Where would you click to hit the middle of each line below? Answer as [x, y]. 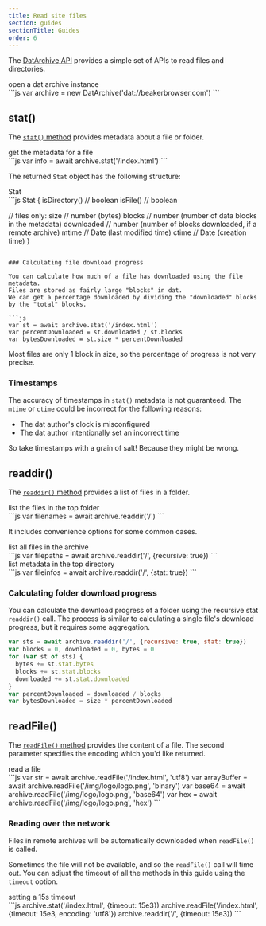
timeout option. [33, 881]
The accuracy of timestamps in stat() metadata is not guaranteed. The [125, 400]
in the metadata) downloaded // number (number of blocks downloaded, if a [133, 225]
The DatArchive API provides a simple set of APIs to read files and [116, 61]
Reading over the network [59, 823]
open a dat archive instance [54, 84]
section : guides [35, 23]
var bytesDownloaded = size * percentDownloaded [90, 701]
